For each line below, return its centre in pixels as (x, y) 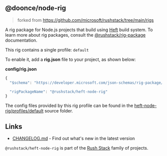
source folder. (59, 111)
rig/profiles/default (24, 111)
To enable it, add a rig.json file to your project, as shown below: (71, 59)
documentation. (21, 40)
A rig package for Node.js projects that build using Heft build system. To (79, 30)
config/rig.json (21, 69)
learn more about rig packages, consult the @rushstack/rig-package (75, 35)
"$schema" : (21, 83)
